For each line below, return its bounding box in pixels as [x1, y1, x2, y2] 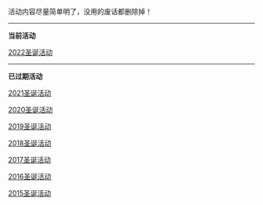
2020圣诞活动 [8, 105, 53, 114]
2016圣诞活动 [8, 172, 52, 181]
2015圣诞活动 [8, 189, 52, 198]
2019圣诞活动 [8, 122, 52, 131]
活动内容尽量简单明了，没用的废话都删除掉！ [8, 7, 153, 16]
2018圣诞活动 [8, 138, 52, 148]
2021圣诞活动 [8, 89, 52, 97]
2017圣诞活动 [8, 156, 51, 164]
